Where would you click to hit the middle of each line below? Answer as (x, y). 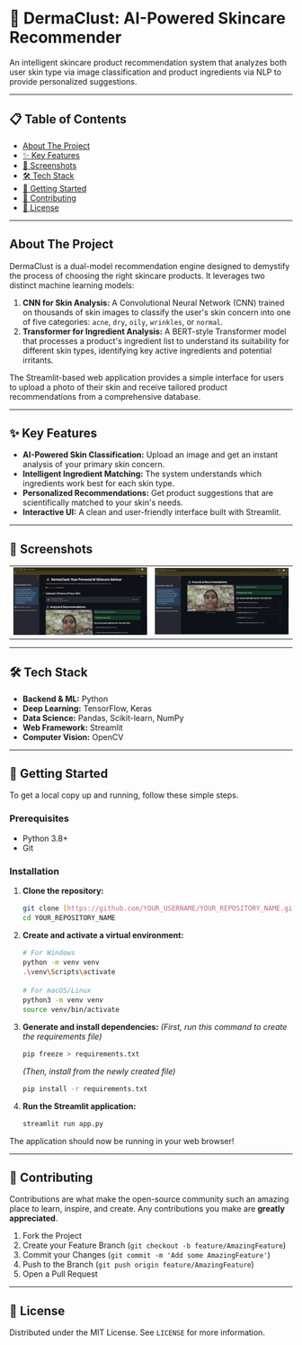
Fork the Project (52, 1236)
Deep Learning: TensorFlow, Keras (87, 708)
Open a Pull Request (60, 1274)
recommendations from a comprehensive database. (105, 396)
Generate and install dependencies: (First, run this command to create (155, 1026)
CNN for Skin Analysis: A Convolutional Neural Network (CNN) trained (153, 302)
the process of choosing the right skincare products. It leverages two (137, 275)
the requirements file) (62, 1036)
